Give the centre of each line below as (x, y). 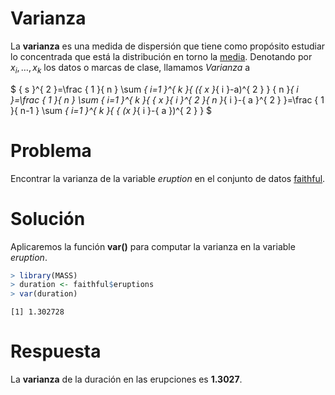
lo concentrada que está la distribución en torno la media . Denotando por (161, 56)
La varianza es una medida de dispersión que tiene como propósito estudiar (168, 46)
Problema (51, 150)
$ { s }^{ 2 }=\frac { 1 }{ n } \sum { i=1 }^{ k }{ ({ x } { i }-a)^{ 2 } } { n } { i (154, 89)
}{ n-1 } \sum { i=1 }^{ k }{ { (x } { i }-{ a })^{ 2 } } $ (111, 110)
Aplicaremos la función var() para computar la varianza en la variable (153, 246)
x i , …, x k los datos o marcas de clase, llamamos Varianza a (130, 68)
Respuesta (56, 351)
